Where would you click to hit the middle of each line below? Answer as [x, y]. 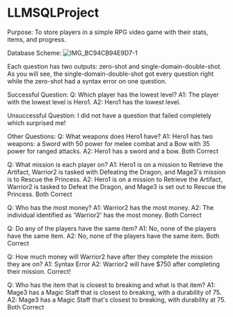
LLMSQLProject [53, 13]
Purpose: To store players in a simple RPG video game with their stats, [108, 32]
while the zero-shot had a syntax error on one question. [87, 81]
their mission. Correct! [39, 271]
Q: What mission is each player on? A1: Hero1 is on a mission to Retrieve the [115, 164]
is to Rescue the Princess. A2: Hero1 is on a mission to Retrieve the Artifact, [115, 179]
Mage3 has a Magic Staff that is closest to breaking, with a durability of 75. [114, 292]
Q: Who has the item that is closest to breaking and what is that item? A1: [111, 285]
